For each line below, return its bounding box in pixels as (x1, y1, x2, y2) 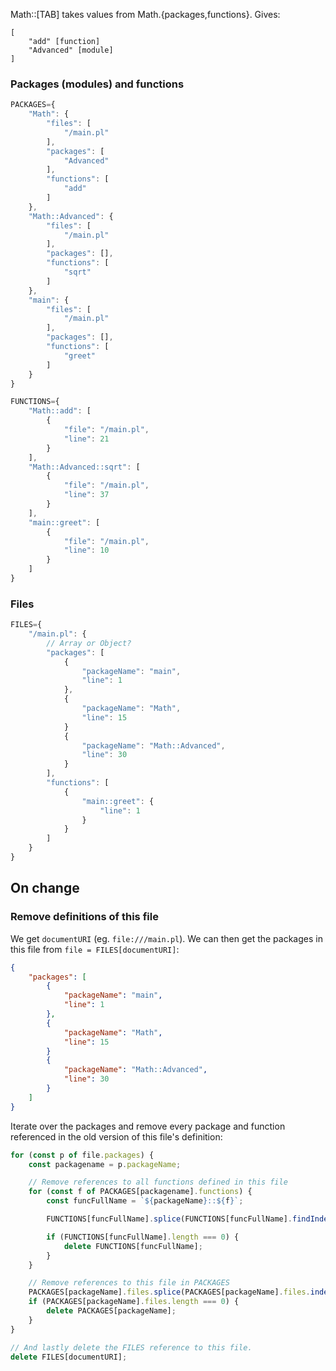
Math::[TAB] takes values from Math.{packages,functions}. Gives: (10, 9, 281, 20)
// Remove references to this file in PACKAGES (28, 1278, 230, 1288)
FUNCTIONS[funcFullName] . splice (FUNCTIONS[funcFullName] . (46, 1214, 293, 1224)
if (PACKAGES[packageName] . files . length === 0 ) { (28, 1297, 240, 1307)
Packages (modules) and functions (10, 77, 185, 91)
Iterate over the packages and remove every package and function (10, 1120, 286, 1132)
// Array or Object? (46, 638, 132, 648)
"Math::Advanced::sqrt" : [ (28, 462, 141, 472)
